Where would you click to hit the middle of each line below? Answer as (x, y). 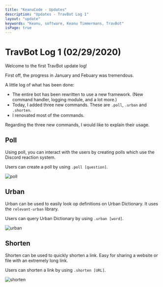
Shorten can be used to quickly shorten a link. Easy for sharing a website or (81, 255)
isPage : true (18, 28)
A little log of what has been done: (40, 85)
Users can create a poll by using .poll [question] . (56, 167)
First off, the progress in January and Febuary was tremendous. (69, 75)
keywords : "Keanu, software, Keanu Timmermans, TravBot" (65, 23)
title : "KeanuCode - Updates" (36, 10)
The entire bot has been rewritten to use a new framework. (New (78, 94)
